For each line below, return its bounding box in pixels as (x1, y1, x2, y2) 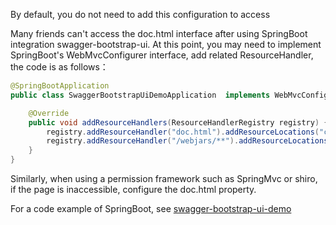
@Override (28, 108, 70, 118)
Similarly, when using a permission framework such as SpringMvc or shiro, (10, 173, 318, 184)
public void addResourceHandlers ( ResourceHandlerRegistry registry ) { (28, 117, 329, 128)
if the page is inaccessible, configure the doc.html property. (10, 184, 257, 195)
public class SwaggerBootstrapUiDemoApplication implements (10, 90, 271, 100)
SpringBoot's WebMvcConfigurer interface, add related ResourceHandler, (10, 49, 314, 61)
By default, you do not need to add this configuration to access (10, 9, 271, 20)
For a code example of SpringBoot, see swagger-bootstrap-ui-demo (10, 203, 292, 214)
